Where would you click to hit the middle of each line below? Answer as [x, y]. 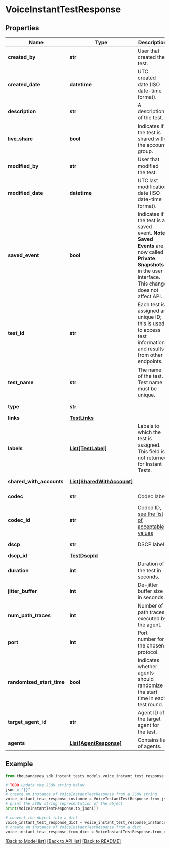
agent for [148, 725]
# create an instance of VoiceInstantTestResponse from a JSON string [81, 794]
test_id [16, 333]
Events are [151, 246]
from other [150, 355]
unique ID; [150, 317]
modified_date [26, 193]
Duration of [151, 564]
